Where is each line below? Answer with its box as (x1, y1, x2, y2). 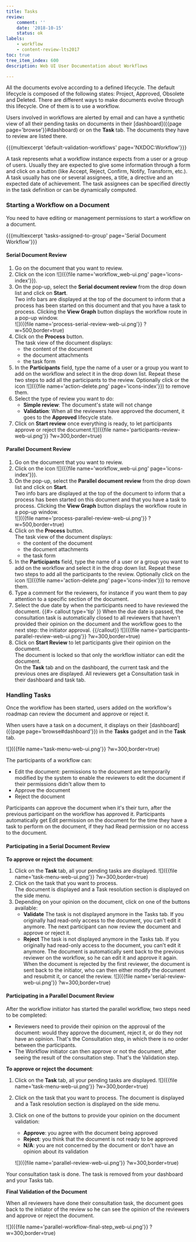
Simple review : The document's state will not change (23, 401, 153, 408)
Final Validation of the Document (6, 1188, 88, 1195)
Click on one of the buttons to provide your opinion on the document (14, 1112, 180, 1119)
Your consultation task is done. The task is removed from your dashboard (6, 1171, 183, 1178)
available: (14, 904, 38, 911)
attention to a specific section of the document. (14, 596, 129, 603)
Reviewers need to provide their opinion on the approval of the (14, 1023, 166, 1030)
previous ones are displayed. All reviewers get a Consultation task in (14, 670, 180, 677)
